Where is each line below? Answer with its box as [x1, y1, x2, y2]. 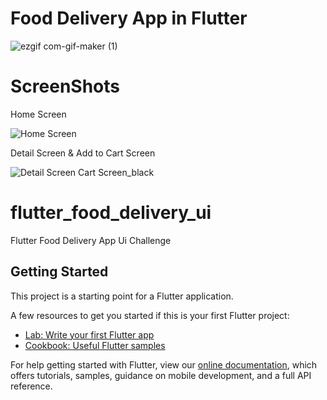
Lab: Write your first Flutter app [24, 328, 155, 341]
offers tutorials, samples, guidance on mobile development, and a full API [10, 369, 312, 381]
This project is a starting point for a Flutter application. [10, 290, 234, 302]
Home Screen [10, 108, 67, 120]
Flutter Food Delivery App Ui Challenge [10, 234, 172, 246]
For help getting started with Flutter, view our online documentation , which [10, 358, 318, 371]
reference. [10, 380, 53, 392]
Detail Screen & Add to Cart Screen [10, 147, 156, 159]
